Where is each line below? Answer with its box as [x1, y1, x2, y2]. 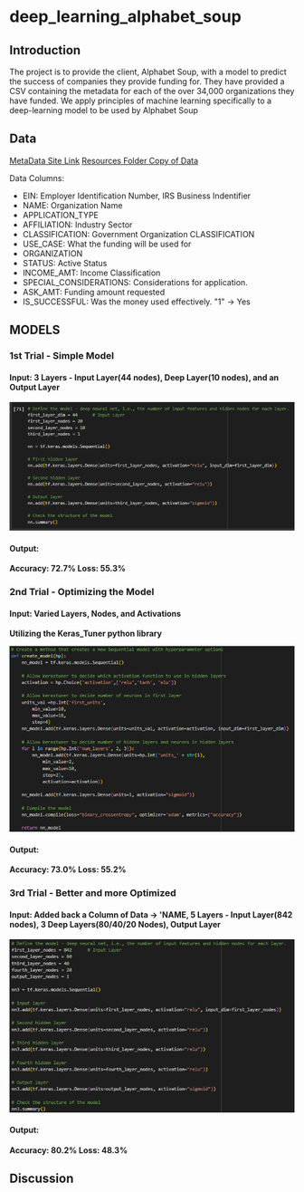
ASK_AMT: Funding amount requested [22, 286, 166, 297]
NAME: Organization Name [22, 199, 123, 210]
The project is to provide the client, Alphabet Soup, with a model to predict [9, 66, 287, 77]
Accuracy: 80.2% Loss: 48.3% [9, 1144, 128, 1156]
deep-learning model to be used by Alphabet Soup [9, 105, 199, 115]
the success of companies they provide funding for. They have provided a [9, 76, 285, 87]
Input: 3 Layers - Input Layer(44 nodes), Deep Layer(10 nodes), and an [9, 371, 280, 382]
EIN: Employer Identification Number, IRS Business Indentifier [22, 190, 252, 201]
